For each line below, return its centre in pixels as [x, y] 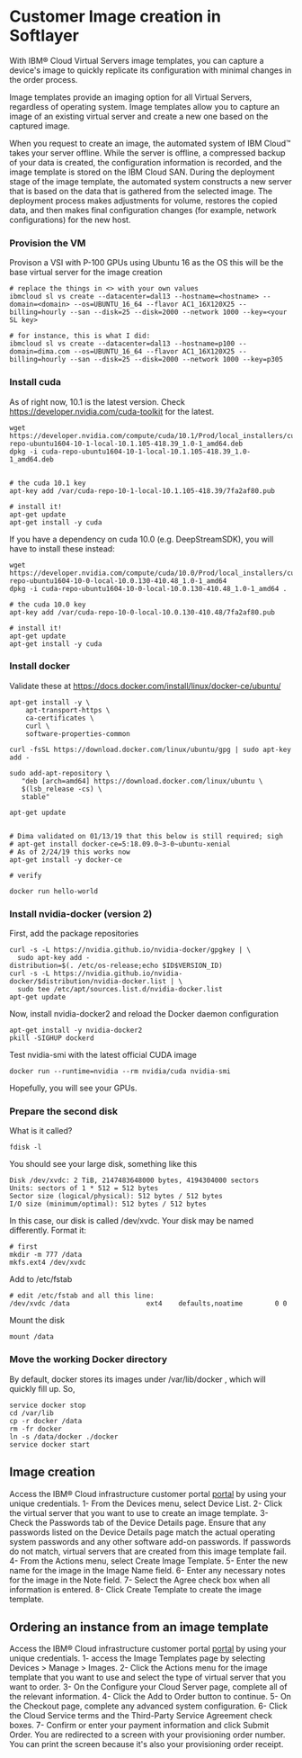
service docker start [50, 1444]
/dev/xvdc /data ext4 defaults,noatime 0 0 [148, 1304]
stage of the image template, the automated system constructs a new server [151, 181]
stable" [36, 797]
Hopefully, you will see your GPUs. [73, 1088]
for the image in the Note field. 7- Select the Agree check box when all [140, 1580]
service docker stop [48, 1405]
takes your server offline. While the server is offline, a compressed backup [147, 152]
